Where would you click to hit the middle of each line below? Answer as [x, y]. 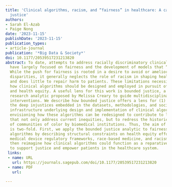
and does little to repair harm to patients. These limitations [80, 81]
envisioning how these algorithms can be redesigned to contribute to [87, 115]
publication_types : [26, 44]
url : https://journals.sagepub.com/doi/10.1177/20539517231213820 [84, 162]
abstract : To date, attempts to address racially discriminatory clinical [87, 63]
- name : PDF [20, 167]
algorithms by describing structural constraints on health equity [83, 134]
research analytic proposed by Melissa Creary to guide [71, 96]
